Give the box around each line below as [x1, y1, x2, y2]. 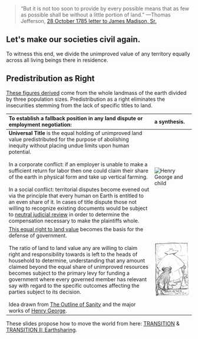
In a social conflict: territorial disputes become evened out [8, 186, 149, 193]
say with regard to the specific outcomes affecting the [8, 282, 140, 289]
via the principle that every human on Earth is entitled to [8, 192, 144, 199]
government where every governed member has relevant [8, 275, 147, 282]
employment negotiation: [8, 121, 72, 129]
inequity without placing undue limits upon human [8, 142, 130, 149]
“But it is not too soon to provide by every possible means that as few [20, 5, 190, 12]
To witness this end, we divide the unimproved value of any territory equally [6, 50, 190, 57]
